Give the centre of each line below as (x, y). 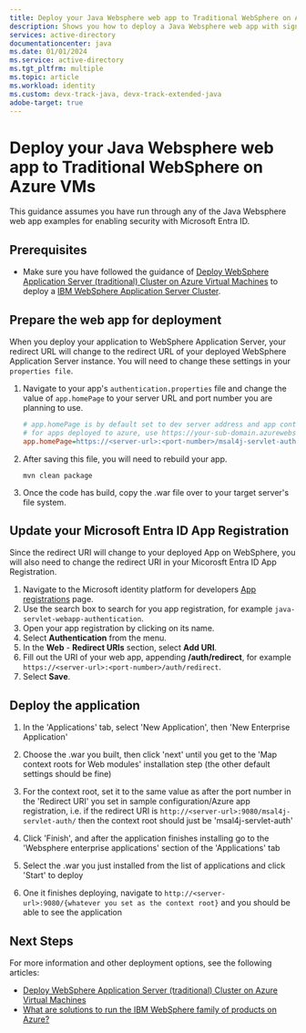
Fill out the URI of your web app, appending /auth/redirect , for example (157, 658)
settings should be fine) (67, 774)
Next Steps (41, 941)
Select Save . (46, 677)
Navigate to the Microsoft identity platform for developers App (139, 589)
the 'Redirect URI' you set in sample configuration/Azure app (136, 802)
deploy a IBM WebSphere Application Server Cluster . (122, 291)
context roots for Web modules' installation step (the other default (146, 764)
